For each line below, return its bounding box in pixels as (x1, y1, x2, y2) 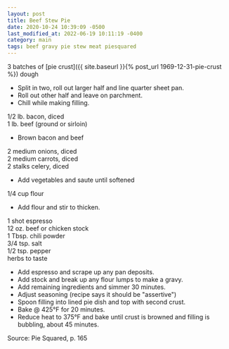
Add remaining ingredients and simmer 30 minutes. (17, 283, 166, 291)
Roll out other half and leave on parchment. (17, 91, 143, 99)
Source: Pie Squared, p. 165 (7, 334, 88, 342)
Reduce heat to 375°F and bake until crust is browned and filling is (17, 313, 210, 321)
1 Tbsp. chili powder (7, 232, 65, 240)
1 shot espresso (7, 216, 53, 225)
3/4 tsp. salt (7, 239, 42, 247)
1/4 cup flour (7, 190, 44, 197)
